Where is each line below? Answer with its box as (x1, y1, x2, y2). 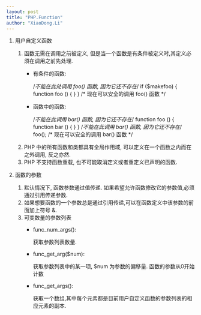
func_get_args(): (32, 283, 74, 290)
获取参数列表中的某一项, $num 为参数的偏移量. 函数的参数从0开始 (32, 263, 195, 270)
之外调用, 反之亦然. (23, 151, 71, 158)
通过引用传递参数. (23, 191, 68, 199)
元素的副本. (38, 302, 67, 310)
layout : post (6, 8, 39, 15)
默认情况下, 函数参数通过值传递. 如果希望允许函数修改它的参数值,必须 (23, 184, 195, 191)
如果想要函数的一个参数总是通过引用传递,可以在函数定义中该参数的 (23, 199, 189, 206)
